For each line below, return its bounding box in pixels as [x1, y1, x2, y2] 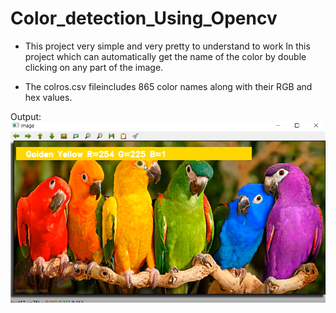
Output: [10, 110, 42, 122]
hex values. [24, 91, 73, 103]
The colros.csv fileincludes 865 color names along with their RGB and [24, 80, 313, 92]
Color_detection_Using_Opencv [10, 7, 278, 30]
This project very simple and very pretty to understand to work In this [24, 40, 311, 52]
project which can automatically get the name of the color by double [24, 50, 307, 62]
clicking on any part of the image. [24, 61, 164, 73]
